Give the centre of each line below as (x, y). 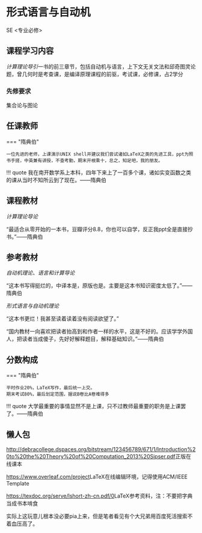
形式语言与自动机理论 (32, 306)
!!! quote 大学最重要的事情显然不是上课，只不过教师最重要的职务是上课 (93, 406)
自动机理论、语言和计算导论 (41, 273)
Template (18, 484)
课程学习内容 (30, 51)
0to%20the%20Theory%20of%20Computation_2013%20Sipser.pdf (91, 457)
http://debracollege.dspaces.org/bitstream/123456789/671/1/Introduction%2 (101, 449)
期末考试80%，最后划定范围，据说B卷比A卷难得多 (58, 394)
